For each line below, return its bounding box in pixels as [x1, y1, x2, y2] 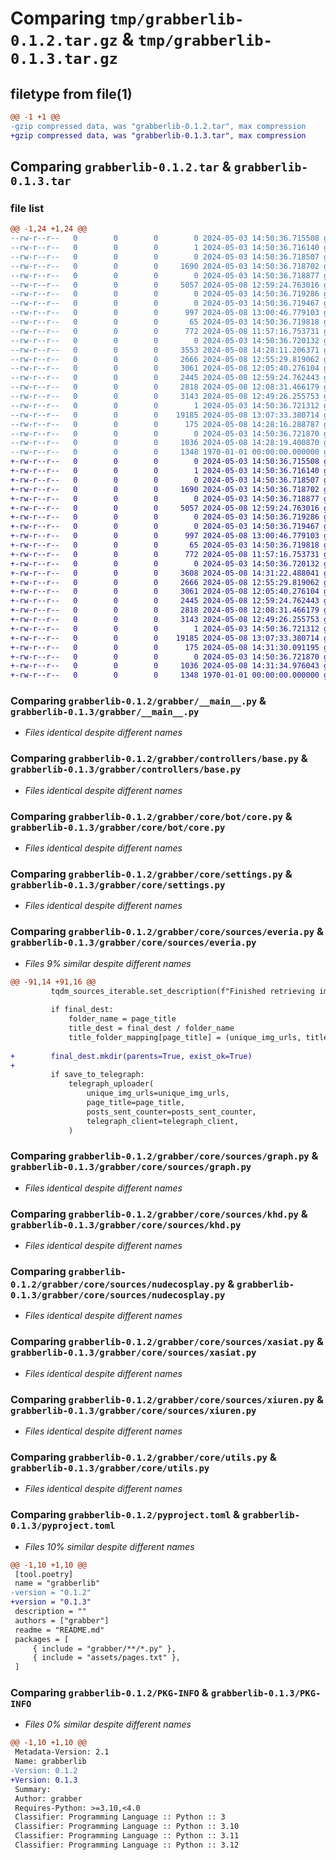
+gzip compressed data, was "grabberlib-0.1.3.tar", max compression [10, 130, 307, 141]
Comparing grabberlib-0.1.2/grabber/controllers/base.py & [10, 752, 308, 766]
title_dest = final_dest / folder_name [68, 1023, 235, 1034]
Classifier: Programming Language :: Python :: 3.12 [14, 1840, 240, 1851]
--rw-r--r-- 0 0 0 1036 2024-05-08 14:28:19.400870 [10, 438, 320, 448]
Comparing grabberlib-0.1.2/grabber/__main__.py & [10, 694, 267, 708]
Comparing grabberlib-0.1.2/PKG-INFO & [10, 1686, 209, 1700]
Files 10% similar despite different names [24, 1540, 195, 1552]
